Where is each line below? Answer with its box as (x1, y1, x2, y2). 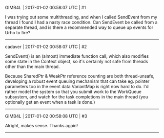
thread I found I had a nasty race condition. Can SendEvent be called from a (5, 20, 158, 25)
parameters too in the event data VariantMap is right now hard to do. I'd (5, 84, 149, 89)
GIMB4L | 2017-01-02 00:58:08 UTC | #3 (5, 113, 87, 119)
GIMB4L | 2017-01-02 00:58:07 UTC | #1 (5, 5, 86, 10)
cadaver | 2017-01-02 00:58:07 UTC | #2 (5, 44, 87, 49)
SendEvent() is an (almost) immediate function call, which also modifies (5, 53, 149, 59)
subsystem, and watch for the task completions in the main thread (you (5, 94, 148, 100)
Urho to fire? (5, 30, 31, 35)
